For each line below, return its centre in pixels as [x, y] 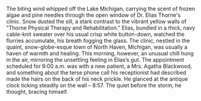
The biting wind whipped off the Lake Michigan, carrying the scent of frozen [101, 9]
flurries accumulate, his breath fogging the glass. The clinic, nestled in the [98, 41]
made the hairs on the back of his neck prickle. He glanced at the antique [97, 79]
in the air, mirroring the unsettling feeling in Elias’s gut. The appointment [95, 60]
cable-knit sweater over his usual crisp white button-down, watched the [95, 34]
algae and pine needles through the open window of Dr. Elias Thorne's [94, 15]
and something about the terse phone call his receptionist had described [96, 72]
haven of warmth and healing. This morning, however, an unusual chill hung [100, 53]
